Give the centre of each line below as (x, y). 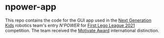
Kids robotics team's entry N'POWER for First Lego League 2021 (70, 25)
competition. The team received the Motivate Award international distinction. (82, 30)
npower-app (31, 7)
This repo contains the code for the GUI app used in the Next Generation (78, 20)
